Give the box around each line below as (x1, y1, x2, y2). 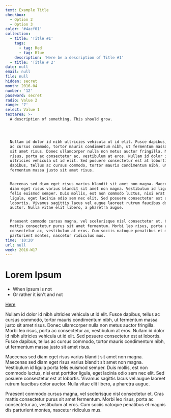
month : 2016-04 (5, 83, 38, 88)
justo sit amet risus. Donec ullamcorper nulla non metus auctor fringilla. (5, 322, 155, 328)
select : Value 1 (5, 107, 40, 112)
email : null (5, 69, 31, 75)
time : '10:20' (5, 238, 36, 243)
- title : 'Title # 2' (10, 60, 56, 65)
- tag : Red (18, 45, 42, 51)
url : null (5, 242, 26, 248)
